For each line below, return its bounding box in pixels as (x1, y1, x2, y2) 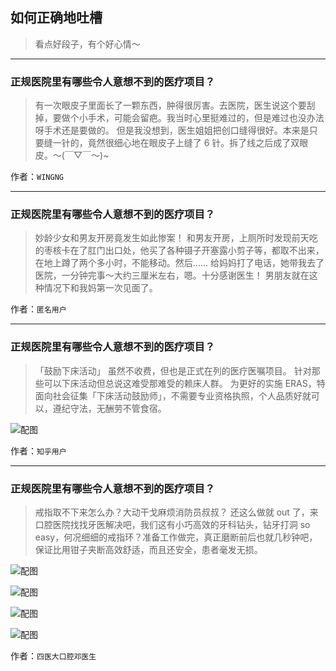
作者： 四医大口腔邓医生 (10, 650, 97, 662)
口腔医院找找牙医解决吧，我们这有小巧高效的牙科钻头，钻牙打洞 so (34, 519, 311, 530)
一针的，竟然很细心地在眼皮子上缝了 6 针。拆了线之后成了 (52, 137, 292, 149)
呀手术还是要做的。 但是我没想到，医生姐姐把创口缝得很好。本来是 (34, 124, 310, 137)
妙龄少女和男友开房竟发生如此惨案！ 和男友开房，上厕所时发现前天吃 (34, 232, 318, 244)
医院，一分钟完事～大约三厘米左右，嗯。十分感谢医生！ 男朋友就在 (34, 269, 310, 282)
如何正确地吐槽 (10, 9, 103, 27)
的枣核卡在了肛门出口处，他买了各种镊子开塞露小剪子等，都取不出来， (34, 244, 325, 257)
